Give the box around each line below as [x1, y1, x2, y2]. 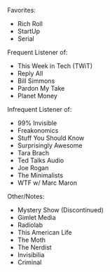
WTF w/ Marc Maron [17, 179, 77, 187]
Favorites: [7, 6, 36, 14]
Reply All [17, 70, 43, 77]
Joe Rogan [17, 164, 49, 171]
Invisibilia [17, 251, 45, 259]
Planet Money [17, 91, 58, 100]
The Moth [17, 235, 46, 244]
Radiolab [17, 221, 43, 229]
